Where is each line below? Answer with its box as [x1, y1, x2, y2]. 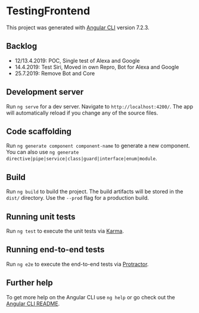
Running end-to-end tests [6, 244, 105, 255]
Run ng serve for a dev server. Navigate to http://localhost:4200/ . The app [6, 103, 194, 110]
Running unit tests [6, 212, 76, 222]
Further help [6, 278, 54, 288]
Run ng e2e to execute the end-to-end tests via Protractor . [6, 261, 149, 268]
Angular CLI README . [6, 300, 60, 307]
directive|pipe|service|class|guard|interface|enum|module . [6, 155, 157, 162]
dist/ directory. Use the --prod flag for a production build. [6, 194, 149, 202]
